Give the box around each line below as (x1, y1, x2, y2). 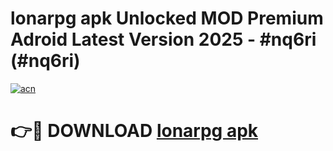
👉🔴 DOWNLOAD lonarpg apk (10, 120, 259, 142)
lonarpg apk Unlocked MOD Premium (10, 7, 324, 30)
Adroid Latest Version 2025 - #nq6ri (10, 28, 317, 51)
